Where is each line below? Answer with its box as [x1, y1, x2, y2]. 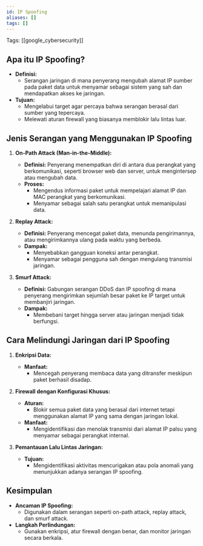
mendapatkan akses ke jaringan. [24, 90, 105, 97]
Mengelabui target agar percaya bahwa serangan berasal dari [24, 103, 179, 110]
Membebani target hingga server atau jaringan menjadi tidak [33, 311, 184, 318]
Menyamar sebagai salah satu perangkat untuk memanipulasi [33, 200, 187, 207]
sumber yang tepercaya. [24, 109, 85, 116]
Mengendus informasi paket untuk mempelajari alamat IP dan [33, 187, 187, 194]
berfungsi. [33, 318, 59, 325]
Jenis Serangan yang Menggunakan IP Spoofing [6, 133, 192, 143]
